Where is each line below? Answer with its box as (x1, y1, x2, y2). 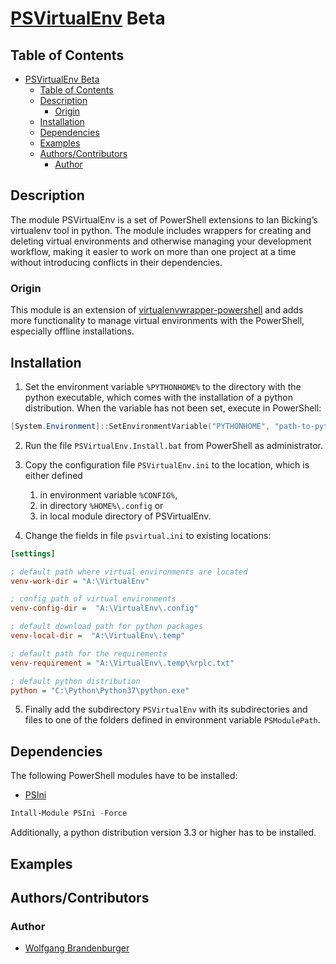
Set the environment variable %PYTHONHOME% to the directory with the (24, 380, 302, 392)
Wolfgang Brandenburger (24, 942, 130, 954)
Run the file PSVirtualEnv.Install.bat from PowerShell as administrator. (24, 439, 323, 451)
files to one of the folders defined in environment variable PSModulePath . (24, 714, 321, 726)
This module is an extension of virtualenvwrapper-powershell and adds (10, 304, 304, 316)
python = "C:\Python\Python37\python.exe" (10, 685, 190, 696)
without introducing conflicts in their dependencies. (10, 256, 223, 268)
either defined (24, 469, 83, 481)
